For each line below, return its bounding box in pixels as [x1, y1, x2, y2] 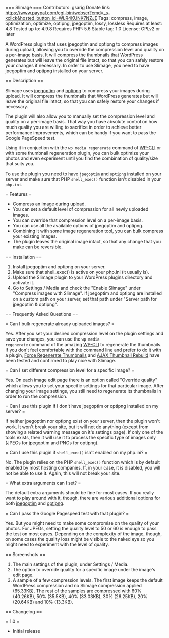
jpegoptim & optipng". [12, 301, 58, 307]
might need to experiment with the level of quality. [5, 541, 109, 547]
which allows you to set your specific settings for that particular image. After [5, 382, 164, 389]
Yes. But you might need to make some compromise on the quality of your [5, 520, 159, 526]
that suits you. [5, 161, 35, 166]
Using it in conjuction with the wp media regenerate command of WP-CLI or [5, 145, 161, 151]
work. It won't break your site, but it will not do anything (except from [5, 423, 149, 430]
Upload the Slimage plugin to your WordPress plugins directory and [12, 274, 153, 280]
